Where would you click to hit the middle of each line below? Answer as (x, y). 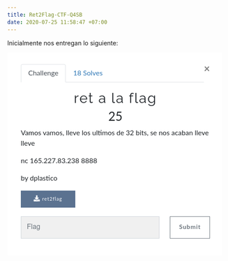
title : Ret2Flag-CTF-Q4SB (45, 15)
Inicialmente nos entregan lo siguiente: (63, 43)
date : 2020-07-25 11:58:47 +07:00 (58, 22)
